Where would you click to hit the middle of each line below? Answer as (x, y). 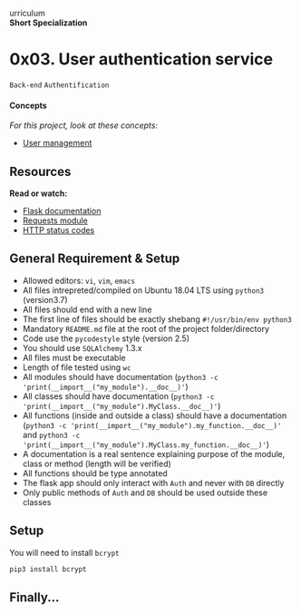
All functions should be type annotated (95, 473)
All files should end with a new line (87, 309)
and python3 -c (51, 434)
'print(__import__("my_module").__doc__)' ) (105, 386)
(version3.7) (45, 299)
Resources (40, 171)
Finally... (34, 597)
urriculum (27, 13)
